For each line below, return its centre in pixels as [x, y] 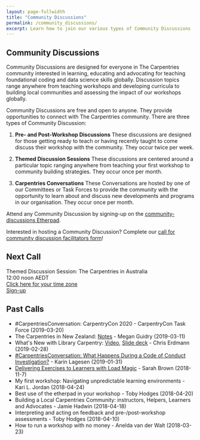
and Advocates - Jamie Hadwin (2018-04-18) [70, 406]
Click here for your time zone [42, 284]
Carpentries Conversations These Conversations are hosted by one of [102, 184]
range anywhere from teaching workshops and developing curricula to [93, 86]
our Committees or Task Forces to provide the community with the [96, 190]
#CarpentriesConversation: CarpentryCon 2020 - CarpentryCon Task [100, 323]
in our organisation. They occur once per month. [74, 202]
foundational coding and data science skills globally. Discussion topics [93, 80]
